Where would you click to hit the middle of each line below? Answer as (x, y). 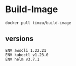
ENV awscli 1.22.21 (26, 50)
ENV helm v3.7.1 (22, 59)
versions (20, 39)
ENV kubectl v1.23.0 (27, 55)
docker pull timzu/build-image (38, 23)
